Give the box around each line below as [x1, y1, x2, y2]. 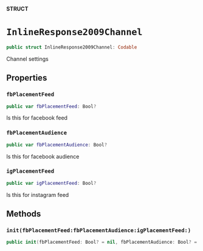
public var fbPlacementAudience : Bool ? [6, 142, 108, 148]
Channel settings [6, 55, 49, 63]
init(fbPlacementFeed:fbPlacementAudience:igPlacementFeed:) [6, 227, 191, 234]
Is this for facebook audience [6, 153, 80, 160]
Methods [6, 209, 41, 219]
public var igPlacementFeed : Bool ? [6, 180, 97, 186]
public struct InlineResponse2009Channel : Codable [6, 44, 137, 50]
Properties [6, 73, 47, 83]
